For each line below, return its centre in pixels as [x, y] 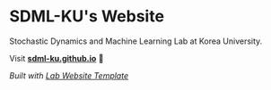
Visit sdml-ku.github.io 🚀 [57, 58]
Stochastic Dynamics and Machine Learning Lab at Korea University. [136, 41]
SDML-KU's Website [87, 16]
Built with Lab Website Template [69, 75]
